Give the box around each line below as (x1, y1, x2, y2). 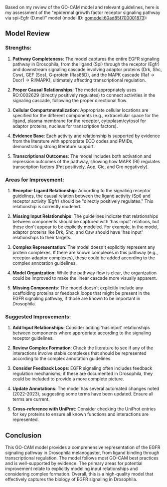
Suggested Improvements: (5, 313, 71, 320)
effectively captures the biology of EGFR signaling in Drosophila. (5, 476, 138, 482)
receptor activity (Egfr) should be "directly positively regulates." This (12, 198, 154, 204)
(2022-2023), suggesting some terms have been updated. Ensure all (12, 391, 154, 397)
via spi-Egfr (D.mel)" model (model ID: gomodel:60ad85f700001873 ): (5, 15, 148, 21)
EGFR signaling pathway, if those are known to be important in (12, 295, 141, 301)
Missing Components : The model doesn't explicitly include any (12, 285, 144, 291)
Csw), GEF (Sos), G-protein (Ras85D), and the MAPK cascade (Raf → (12, 72, 155, 78)
